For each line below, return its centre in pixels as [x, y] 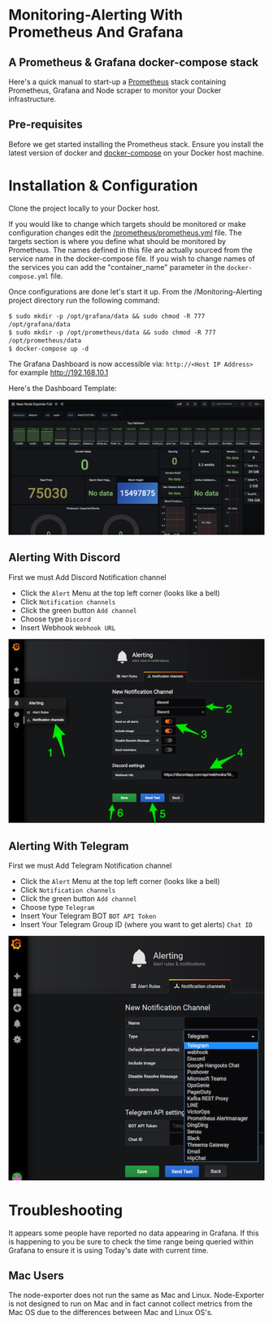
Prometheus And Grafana [96, 32]
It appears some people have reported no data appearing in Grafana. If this [134, 1233]
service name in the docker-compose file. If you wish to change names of [132, 259]
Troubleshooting [66, 1210]
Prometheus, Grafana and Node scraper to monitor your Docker [115, 90]
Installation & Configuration [103, 185]
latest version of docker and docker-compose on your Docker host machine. [136, 153]
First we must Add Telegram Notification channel [90, 866]
